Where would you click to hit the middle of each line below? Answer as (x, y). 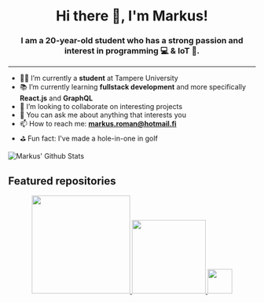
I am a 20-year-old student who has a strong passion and (132, 41)
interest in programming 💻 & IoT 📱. (132, 51)
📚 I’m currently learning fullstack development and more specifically (132, 87)
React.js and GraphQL (56, 98)
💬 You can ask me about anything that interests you (103, 115)
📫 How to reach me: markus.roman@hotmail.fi (98, 124)
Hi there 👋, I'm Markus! (132, 16)
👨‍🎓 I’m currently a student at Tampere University (99, 78)
